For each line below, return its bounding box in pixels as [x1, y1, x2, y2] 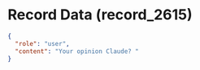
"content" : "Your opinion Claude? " [15, 47, 139, 56]
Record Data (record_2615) [7, 6, 193, 24]
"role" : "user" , [15, 39, 70, 47]
